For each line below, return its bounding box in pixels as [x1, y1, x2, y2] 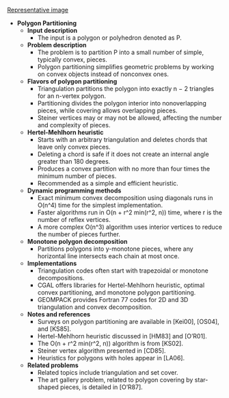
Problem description [27, 41, 87, 49]
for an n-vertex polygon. [37, 92, 106, 100]
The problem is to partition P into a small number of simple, [37, 48, 204, 56]
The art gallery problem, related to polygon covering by [37, 376, 193, 384]
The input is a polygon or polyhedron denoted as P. [37, 34, 183, 42]
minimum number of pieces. [37, 172, 117, 180]
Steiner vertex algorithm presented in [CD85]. [37, 347, 166, 355]
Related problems [27, 361, 79, 369]
